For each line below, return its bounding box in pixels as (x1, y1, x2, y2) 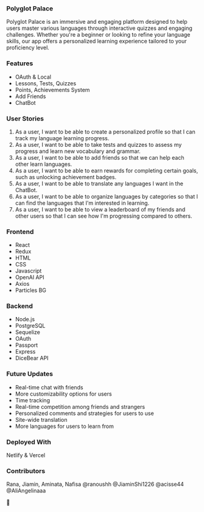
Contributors (6, 467, 46, 475)
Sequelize (15, 329, 41, 336)
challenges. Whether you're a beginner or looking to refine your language (6, 31, 191, 38)
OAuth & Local (15, 73, 52, 80)
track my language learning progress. (15, 134, 110, 141)
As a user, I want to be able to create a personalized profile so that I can (15, 128, 196, 135)
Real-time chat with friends (15, 383, 83, 391)
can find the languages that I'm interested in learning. (15, 199, 150, 207)
